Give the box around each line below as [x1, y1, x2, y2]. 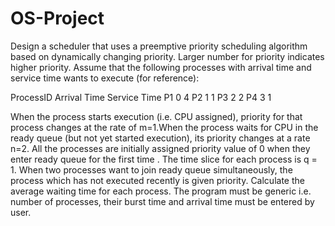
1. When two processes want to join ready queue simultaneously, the [10, 163, 293, 176]
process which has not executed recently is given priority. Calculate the [10, 174, 305, 186]
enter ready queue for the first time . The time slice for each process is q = [10, 153, 318, 165]
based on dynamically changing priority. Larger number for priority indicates [10, 50, 325, 62]
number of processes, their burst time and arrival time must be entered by [10, 195, 315, 207]
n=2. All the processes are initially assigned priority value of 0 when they [10, 142, 311, 154]
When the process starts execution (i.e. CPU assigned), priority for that [10, 110, 303, 122]
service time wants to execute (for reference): [10, 72, 200, 84]
